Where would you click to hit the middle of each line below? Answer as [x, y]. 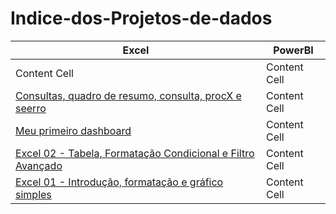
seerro [31, 108]
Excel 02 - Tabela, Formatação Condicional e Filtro [135, 153]
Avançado [39, 165]
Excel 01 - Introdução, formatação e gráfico [119, 182]
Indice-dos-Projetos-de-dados [141, 18]
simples [33, 194]
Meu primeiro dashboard [73, 130]
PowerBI [293, 50]
